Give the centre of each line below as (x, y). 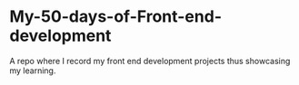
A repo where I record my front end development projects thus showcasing (150, 61)
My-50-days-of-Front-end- (116, 17)
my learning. (33, 71)
